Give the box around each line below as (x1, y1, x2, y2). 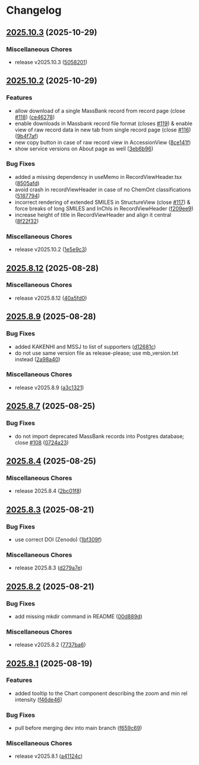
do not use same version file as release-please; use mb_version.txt (14, 349, 178, 357)
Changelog (6, 4, 62, 17)
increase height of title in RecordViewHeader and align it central (14, 211, 171, 218)
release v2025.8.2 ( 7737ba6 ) (14, 641, 86, 648)
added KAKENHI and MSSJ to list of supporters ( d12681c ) (14, 343, 156, 350)
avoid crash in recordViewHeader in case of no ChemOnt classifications (14, 185, 191, 193)
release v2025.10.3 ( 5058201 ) (14, 58, 88, 65)
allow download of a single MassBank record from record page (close (14, 107, 185, 114)
